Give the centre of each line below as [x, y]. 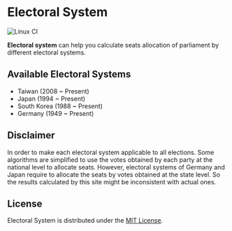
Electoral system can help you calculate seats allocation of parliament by [113, 45]
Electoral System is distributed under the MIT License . [85, 221]
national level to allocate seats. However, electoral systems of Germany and [116, 167]
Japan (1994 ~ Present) [51, 98]
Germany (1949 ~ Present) [56, 113]
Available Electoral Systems [69, 74]
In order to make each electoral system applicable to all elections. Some [111, 152]
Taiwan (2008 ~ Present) [53, 91]
